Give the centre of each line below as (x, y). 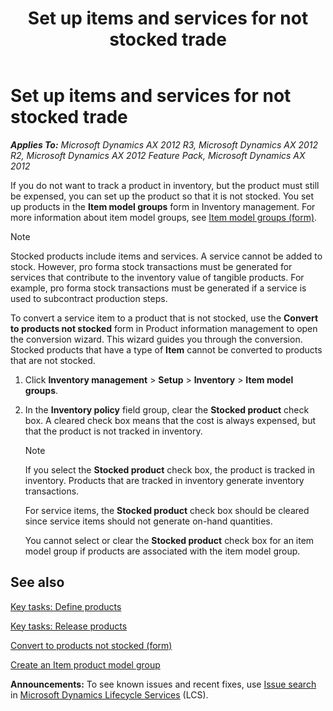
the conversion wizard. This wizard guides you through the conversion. (156, 339)
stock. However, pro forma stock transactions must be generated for (151, 266)
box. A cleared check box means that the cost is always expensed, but (170, 420)
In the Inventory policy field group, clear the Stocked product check (167, 409)
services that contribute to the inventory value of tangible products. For (157, 277)
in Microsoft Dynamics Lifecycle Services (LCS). (109, 694)
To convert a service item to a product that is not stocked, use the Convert (164, 318)
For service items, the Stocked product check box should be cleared (167, 510)
